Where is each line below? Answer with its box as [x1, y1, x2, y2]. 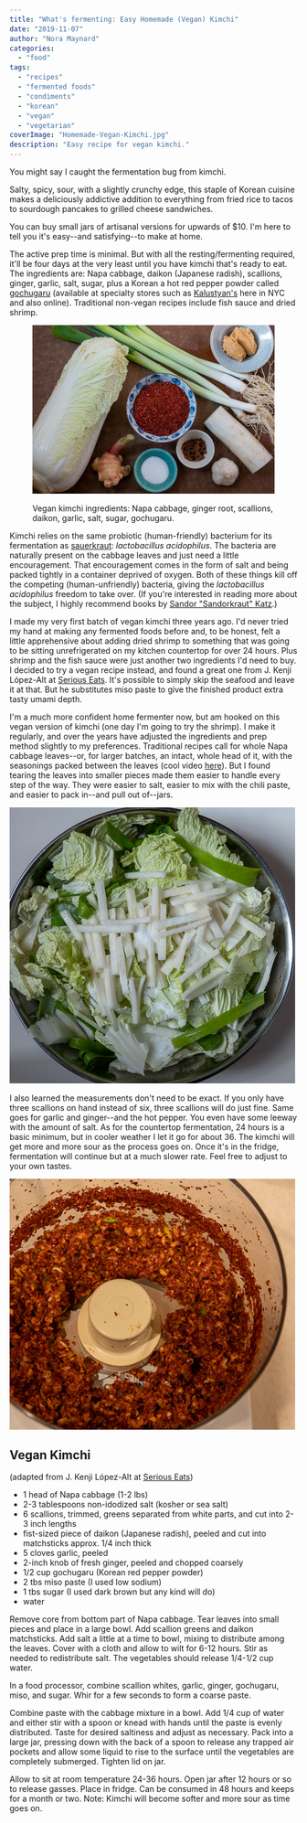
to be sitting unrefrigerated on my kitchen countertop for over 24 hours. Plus [9, 645, 298, 656]
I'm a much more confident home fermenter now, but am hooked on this [9, 711, 281, 722]
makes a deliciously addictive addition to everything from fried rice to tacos [9, 194, 294, 205]
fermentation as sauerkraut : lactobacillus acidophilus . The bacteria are [9, 539, 277, 550]
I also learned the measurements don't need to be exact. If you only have [9, 1093, 285, 1103]
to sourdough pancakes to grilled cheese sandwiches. [9, 204, 214, 214]
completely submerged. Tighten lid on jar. [9, 1756, 166, 1767]
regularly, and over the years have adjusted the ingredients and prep [9, 730, 268, 741]
